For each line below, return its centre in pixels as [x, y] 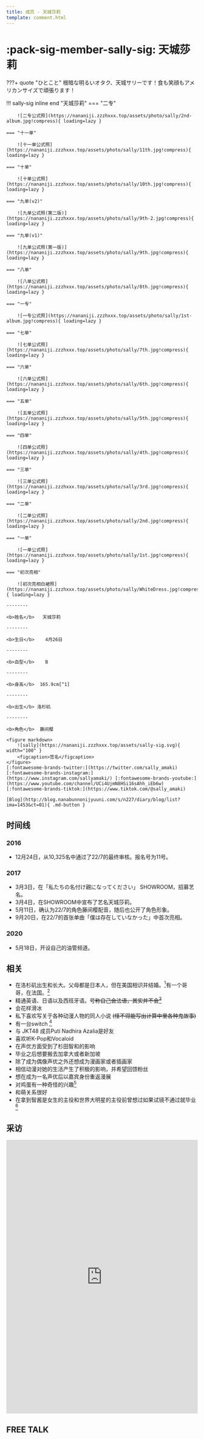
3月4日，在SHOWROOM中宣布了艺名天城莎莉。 [75, 902]
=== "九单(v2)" [25, 201]
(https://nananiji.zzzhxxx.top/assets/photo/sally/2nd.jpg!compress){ [97, 521]
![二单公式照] [33, 516]
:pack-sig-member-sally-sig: [81, 50]
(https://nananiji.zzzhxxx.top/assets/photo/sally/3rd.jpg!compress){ [97, 487]
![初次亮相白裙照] [37, 584]
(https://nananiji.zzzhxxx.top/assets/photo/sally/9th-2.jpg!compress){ [100, 219]
